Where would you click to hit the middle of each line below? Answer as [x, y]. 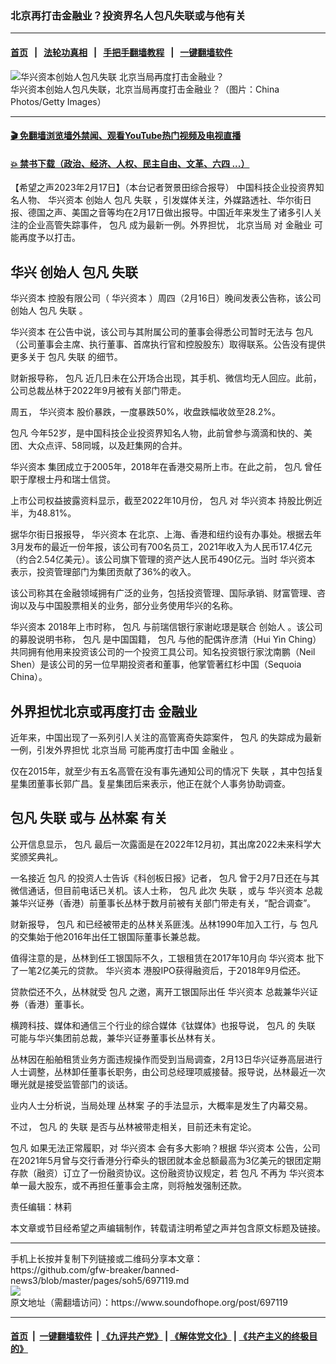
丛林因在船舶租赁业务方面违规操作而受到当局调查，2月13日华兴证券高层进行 [166, 1059]
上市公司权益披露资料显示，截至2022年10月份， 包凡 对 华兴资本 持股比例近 [166, 501]
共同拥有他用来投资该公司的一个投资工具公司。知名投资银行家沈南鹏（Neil [163, 652]
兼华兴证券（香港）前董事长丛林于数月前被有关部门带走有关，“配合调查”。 [163, 903]
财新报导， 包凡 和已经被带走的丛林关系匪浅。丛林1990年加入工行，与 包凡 [164, 924]
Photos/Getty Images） [58, 101]
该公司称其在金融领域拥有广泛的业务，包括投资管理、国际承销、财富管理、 [163, 593]
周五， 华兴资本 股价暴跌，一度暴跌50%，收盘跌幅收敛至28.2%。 [145, 412]
